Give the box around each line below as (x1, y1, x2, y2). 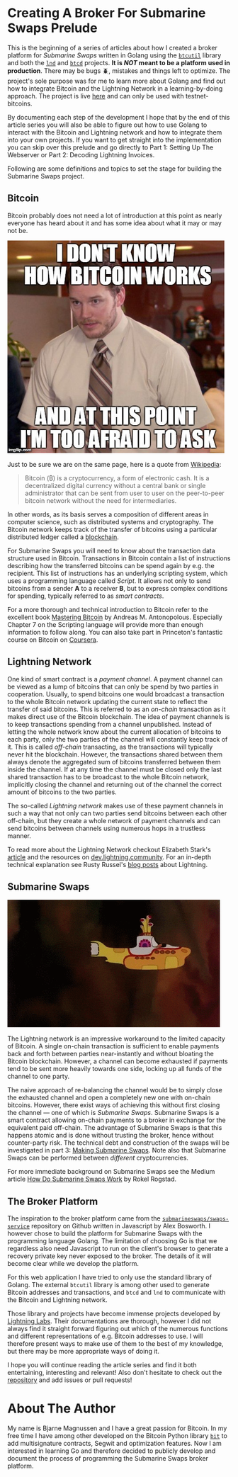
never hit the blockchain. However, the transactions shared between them (7, 749, 223, 759)
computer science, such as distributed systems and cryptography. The (7, 517, 214, 526)
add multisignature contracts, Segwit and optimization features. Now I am (7, 1439, 222, 1448)
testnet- (185, 91, 209, 100)
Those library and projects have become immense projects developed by (7, 1309, 221, 1318)
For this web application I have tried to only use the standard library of (7, 1273, 212, 1281)
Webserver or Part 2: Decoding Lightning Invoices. (7, 150, 155, 159)
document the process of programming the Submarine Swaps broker (7, 1454, 209, 1463)
